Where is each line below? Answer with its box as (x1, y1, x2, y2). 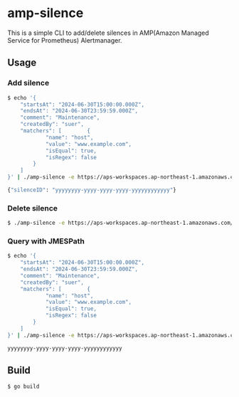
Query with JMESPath (7, 236, 85, 246)
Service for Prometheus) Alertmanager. (7, 36, 122, 44)
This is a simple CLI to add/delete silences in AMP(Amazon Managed (7, 28, 210, 37)
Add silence (7, 78, 50, 88)
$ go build (7, 383, 40, 391)
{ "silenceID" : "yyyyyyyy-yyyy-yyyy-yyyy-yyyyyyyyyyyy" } (7, 186, 176, 194)
